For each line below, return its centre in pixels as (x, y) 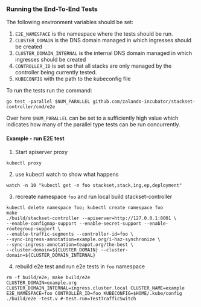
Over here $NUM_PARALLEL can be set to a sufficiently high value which (92, 118)
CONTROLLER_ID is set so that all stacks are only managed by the (93, 66)
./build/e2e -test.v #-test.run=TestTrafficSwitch (71, 299)
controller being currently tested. (56, 73)
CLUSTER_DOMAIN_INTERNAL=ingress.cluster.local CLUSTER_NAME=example (96, 288)
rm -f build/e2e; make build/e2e (48, 277)
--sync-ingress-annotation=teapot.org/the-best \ (70, 244)
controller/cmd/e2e (31, 107)
